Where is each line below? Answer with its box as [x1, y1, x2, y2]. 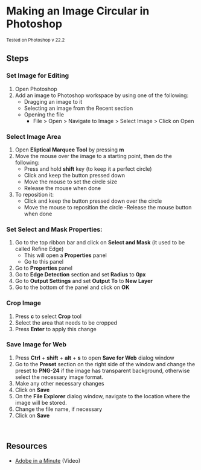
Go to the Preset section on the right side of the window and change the [14, 360, 196, 367]
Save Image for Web [6, 340, 66, 349]
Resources [6, 441, 48, 451]
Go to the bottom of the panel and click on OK [14, 284, 130, 291]
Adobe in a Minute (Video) [14, 457, 81, 464]
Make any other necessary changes [14, 379, 104, 387]
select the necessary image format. [14, 373, 104, 381]
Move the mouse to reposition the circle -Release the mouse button [24, 203, 192, 211]
